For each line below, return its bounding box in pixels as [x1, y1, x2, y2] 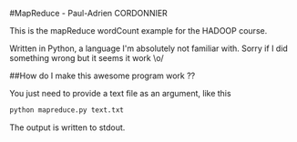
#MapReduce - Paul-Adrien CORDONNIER [9, 8, 169, 18]
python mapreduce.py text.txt [9, 106, 125, 115]
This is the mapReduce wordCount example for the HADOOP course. [9, 25, 268, 35]
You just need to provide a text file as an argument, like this [9, 88, 231, 98]
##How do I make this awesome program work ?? [9, 70, 196, 81]
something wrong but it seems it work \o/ [9, 53, 164, 63]
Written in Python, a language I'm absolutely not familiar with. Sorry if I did [9, 43, 289, 54]
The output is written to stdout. [9, 122, 126, 133]
